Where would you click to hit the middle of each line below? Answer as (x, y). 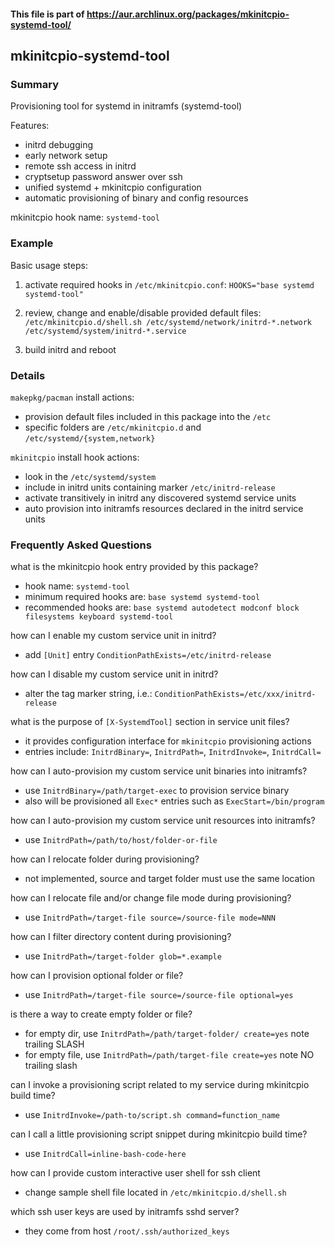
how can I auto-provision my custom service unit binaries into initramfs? (159, 771)
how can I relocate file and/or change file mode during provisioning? (151, 898)
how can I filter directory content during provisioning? (121, 937)
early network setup (66, 156)
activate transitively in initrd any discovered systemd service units (160, 497)
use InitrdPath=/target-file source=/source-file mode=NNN (150, 917)
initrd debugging (58, 145)
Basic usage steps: (49, 265)
